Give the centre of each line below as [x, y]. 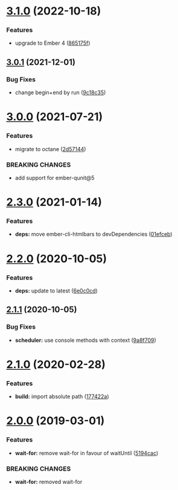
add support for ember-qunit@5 [55, 178]
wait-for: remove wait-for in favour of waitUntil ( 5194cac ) [87, 453]
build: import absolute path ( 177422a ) [62, 396]
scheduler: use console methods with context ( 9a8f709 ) [86, 340]
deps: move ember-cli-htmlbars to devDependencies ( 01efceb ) [94, 234]
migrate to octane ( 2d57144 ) [50, 149]
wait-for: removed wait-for [49, 482]
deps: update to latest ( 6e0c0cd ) [56, 291]
